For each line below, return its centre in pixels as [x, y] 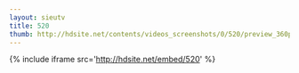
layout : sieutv [37, 17]
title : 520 [29, 26]
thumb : [21, 34]
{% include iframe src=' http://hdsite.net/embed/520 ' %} [113, 60]
